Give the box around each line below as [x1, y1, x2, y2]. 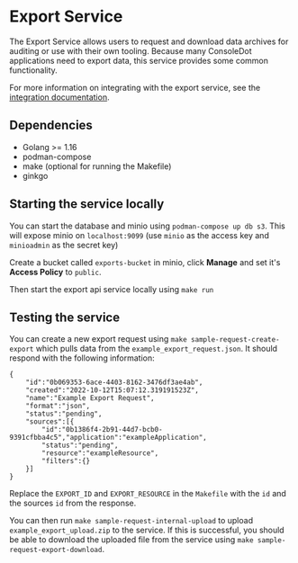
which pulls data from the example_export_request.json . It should [35, 344, 277, 354]
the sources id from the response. [9, 497, 137, 509]
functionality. [9, 65, 59, 76]
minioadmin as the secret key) [9, 239, 119, 250]
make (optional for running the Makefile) [22, 160, 172, 172]
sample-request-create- [190, 335, 281, 344]
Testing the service [9, 309, 120, 325]
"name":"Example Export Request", [25, 394, 155, 403]
